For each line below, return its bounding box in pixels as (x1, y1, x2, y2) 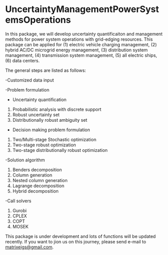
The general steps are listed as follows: (5, 67, 86, 73)
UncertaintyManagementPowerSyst (5, 4, 159, 15)
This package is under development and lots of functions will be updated (5, 233, 156, 239)
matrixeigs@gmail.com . (5, 244, 54, 250)
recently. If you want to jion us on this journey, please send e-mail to (5, 238, 146, 244)
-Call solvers (5, 198, 32, 204)
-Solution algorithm (5, 157, 45, 163)
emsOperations (5, 14, 71, 26)
